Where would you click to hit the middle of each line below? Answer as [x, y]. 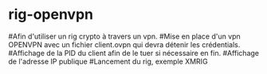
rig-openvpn [51, 15]
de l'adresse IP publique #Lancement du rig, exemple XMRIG [108, 61]
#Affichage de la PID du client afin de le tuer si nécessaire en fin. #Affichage [133, 53]
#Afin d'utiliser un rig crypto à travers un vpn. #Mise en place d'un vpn [124, 36]
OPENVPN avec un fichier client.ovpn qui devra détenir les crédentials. [124, 44]
